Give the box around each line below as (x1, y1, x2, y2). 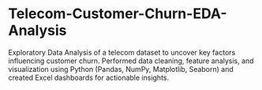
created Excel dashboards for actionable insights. (8, 73, 170, 82)
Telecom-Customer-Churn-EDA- (8, 5, 227, 23)
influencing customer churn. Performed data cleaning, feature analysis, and (8, 56, 254, 66)
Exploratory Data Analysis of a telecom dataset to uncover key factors (8, 47, 236, 57)
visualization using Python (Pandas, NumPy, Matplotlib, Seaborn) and (8, 64, 234, 73)
